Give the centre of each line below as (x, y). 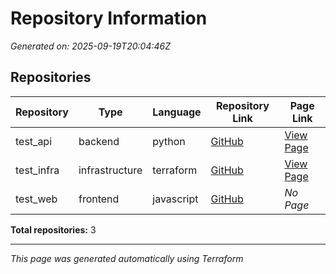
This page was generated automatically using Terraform (127, 258)
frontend (99, 199)
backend (99, 141)
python (169, 141)
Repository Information (109, 18)
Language (177, 112)
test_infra (37, 170)
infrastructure (110, 170)
